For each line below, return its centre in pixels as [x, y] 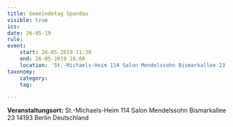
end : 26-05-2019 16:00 [53, 59]
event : [17, 46]
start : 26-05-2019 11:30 [56, 53]
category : [34, 78]
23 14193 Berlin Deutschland [48, 118]
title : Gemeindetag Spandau [48, 14]
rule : [15, 40]
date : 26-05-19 [29, 33]
